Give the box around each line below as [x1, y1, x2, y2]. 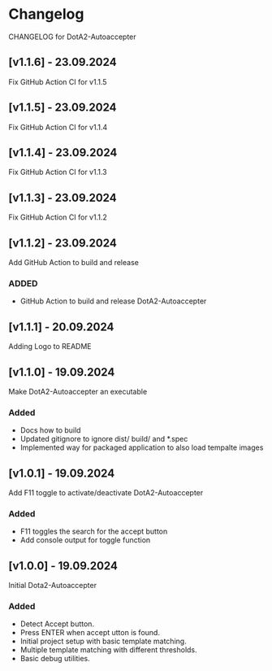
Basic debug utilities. [19, 654, 91, 664]
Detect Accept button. [19, 619, 95, 629]
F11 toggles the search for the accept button [19, 526, 168, 537]
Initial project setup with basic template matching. [19, 636, 187, 647]
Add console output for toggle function [19, 535, 151, 545]
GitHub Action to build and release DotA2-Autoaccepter [19, 296, 207, 306]
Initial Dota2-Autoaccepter [8, 581, 97, 590]
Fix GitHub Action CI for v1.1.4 [8, 122, 108, 132]
